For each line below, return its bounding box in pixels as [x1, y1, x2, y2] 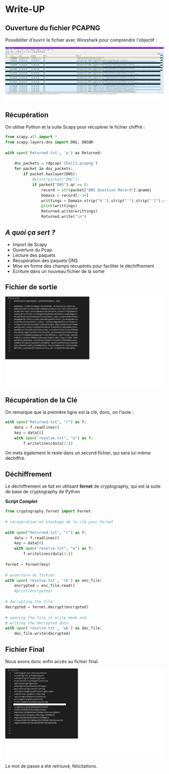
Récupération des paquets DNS [12, 257, 78, 263]
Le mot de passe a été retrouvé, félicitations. [5, 763, 98, 769]
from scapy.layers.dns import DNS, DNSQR [5, 140, 94, 145]
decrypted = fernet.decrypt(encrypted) [5, 604, 89, 610]
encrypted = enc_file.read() [14, 583, 75, 588]
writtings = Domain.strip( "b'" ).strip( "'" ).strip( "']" [41, 198, 158, 203]
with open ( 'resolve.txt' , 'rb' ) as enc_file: [5, 578, 102, 583]
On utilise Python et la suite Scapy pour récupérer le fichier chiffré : [5, 124, 145, 130]
